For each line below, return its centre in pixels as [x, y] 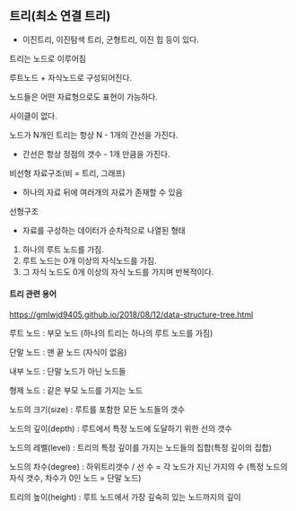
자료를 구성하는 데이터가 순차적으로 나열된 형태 [104, 230]
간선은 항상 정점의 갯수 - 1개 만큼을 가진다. [96, 154]
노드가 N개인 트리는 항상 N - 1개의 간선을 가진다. [94, 135]
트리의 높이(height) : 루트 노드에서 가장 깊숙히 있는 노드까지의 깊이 [125, 498]
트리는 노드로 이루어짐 [48, 58]
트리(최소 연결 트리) [60, 16]
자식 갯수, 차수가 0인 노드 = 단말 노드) [75, 478]
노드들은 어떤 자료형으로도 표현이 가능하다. [84, 96]
